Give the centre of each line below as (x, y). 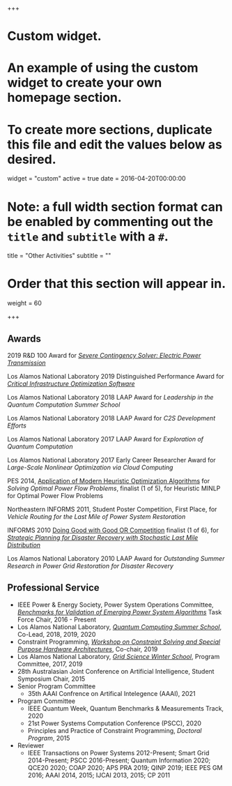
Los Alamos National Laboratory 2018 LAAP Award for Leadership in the (110, 397)
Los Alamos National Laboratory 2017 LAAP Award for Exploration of (106, 439)
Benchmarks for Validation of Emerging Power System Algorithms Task (119, 612)
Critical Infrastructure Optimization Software (71, 384)
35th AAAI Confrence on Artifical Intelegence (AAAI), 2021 (111, 693)
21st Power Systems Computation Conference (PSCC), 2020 (115, 723)
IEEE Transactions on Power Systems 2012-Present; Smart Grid (118, 753)
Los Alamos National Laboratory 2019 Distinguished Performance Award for (116, 376)
